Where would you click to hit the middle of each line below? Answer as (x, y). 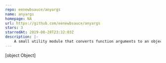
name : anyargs (20, 14)
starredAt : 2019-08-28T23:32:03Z (40, 32)
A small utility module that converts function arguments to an (82, 42)
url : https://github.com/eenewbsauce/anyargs (53, 23)
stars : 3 (14, 28)
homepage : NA (19, 19)
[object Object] (21, 55)
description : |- (22, 37)
